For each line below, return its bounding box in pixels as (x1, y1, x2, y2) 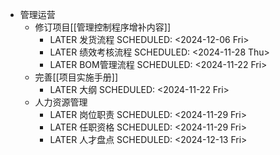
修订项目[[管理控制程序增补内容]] (34, 21, 172, 33)
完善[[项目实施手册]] (34, 71, 119, 83)
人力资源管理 (34, 96, 88, 108)
